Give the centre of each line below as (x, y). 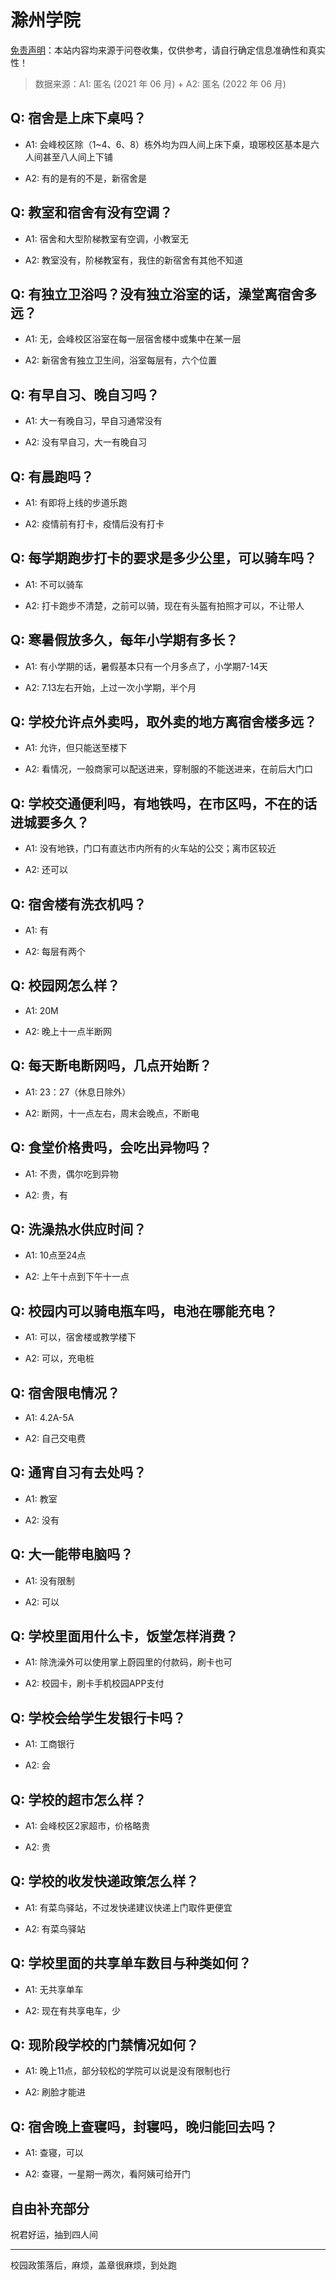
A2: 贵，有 (46, 1195)
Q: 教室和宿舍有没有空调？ (91, 212)
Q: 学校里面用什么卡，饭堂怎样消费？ (124, 1636)
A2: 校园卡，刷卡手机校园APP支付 (94, 1683)
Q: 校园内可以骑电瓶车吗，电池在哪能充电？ (144, 1311)
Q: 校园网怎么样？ (65, 986)
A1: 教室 (41, 1498)
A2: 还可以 (46, 870)
